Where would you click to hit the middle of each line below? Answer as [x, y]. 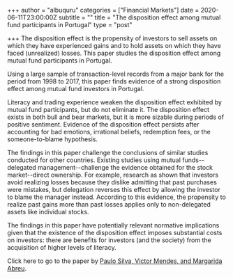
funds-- [193, 160]
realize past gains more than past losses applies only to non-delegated [109, 204]
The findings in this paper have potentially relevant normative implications [113, 225]
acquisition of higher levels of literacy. [62, 247]
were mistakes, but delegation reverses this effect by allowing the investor [114, 190]
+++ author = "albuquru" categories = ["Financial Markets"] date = [103, 10]
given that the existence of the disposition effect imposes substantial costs [115, 233]
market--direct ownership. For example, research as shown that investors [113, 175]
